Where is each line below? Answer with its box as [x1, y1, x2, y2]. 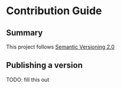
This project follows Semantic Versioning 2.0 [6, 43, 115, 50]
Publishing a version [6, 60, 83, 70]
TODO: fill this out [6, 76, 50, 83]
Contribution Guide [6, 4, 102, 18]
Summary [6, 28, 43, 38]
